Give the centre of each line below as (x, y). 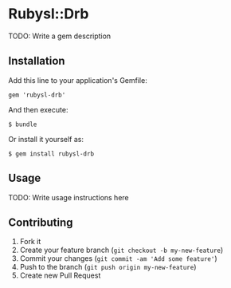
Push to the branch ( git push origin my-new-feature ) (108, 267)
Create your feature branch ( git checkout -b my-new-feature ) (121, 250)
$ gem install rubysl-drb (51, 154)
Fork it (30, 242)
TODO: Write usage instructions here (69, 197)
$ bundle (23, 124)
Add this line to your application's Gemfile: (78, 80)
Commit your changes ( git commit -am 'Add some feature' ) (118, 258)
